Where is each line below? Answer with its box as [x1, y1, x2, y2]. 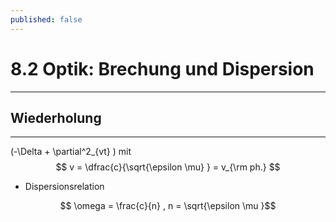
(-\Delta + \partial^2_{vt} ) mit [10, 146, 132, 158]
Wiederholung [10, 109, 102, 126]
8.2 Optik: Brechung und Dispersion [10, 57, 315, 80]
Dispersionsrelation [24, 181, 105, 193]
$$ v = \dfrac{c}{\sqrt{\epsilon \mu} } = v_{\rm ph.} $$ [55, 161, 281, 173]
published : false [10, 14, 83, 25]
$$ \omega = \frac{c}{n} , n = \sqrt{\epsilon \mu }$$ [59, 200, 277, 212]
